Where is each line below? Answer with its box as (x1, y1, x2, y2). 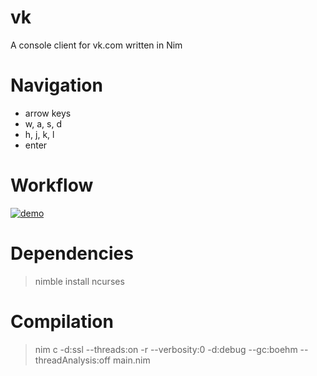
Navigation (10, 74, 103, 97)
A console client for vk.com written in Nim (10, 39, 183, 51)
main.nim (112, 354, 151, 366)
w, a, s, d (24, 117, 62, 130)
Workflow (10, 174, 94, 197)
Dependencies (10, 242, 134, 265)
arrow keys (24, 107, 72, 119)
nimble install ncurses (34, 275, 125, 287)
